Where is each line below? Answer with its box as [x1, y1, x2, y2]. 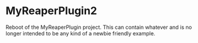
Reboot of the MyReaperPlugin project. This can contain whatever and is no [5, 24, 192, 31]
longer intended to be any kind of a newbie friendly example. [5, 29, 156, 37]
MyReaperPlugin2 [5, 4, 98, 18]
